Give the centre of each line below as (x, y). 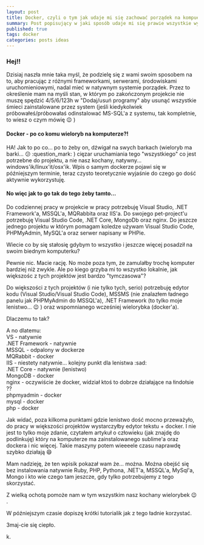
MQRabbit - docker (30, 356)
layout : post (23, 12)
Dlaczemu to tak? (28, 318)
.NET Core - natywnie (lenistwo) (46, 369)
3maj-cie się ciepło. (31, 525)
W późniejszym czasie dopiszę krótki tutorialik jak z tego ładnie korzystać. (99, 513)
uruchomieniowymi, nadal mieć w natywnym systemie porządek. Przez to (98, 87)
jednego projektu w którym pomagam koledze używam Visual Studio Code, (100, 226)
